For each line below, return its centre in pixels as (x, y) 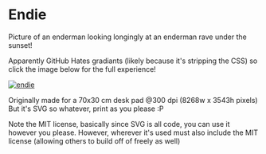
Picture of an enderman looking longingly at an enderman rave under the (127, 37)
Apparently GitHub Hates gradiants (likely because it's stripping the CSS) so (133, 61)
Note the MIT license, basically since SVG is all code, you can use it (119, 124)
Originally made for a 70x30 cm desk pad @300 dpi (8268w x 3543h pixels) (133, 100)
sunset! (21, 45)
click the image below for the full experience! (82, 69)
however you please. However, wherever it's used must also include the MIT (133, 132)
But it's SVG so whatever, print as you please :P (86, 109)
